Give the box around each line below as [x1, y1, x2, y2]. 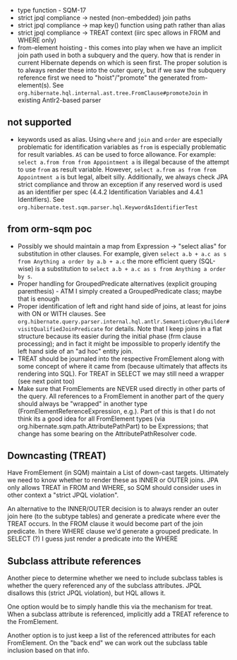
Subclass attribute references [7, 555, 141, 567]
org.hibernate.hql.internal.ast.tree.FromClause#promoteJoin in [17, 88, 208, 97]
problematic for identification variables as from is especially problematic [17, 143, 227, 151]
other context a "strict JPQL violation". [7, 491, 119, 500]
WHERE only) [17, 36, 56, 44]
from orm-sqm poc [7, 223, 92, 235]
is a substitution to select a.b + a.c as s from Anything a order [35, 264, 226, 272]
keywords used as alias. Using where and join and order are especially [17, 135, 223, 143]
